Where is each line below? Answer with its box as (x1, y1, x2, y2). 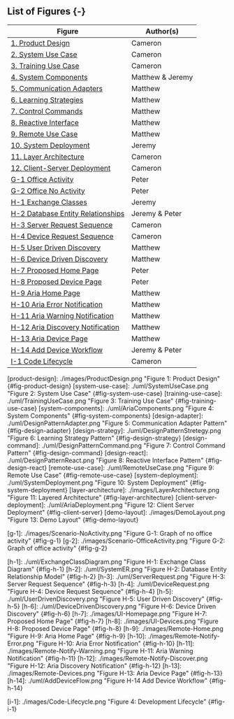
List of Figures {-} (7, 6, 86, 17)
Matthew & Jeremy (131, 72, 193, 82)
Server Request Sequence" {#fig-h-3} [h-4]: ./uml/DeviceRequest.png (7, 580, 210, 588)
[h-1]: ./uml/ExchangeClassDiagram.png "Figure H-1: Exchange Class (7, 557, 206, 566)
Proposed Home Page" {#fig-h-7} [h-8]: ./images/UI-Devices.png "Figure (7, 617, 219, 625)
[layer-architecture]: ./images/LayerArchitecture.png (68, 485, 220, 494)
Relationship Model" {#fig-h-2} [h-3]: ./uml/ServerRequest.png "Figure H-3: (7, 572, 226, 581)
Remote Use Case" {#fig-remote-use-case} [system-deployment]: (7, 471, 199, 479)
